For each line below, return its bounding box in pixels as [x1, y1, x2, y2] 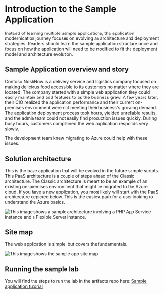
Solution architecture [5, 155, 71, 163]
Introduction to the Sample [5, 3, 117, 15]
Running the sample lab [5, 265, 79, 273]
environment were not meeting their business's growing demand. [25, 104, 157, 110]
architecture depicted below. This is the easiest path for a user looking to [5, 194, 153, 200]
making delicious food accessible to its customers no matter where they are [5, 84, 159, 90]
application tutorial [5, 283, 43, 289]
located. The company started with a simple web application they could [5, 89, 150, 95]
